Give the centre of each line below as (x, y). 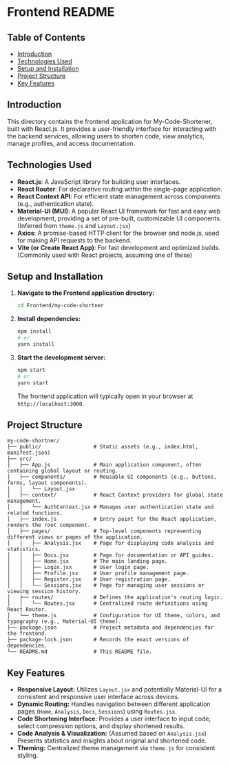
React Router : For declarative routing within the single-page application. (119, 189)
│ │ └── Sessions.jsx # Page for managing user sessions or (106, 586)
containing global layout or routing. (63, 471)
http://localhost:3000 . (51, 403)
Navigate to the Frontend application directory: (86, 293)
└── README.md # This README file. (80, 652)
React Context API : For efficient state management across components (118, 196)
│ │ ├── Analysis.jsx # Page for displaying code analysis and (111, 544)
